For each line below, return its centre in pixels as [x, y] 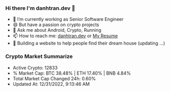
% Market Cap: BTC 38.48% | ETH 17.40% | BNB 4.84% [72, 73]
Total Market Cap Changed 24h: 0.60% [54, 78]
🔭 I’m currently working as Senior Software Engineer [68, 19]
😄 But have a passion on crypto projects [56, 25]
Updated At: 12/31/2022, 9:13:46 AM [51, 84]
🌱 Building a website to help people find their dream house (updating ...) [89, 43]
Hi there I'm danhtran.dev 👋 [40, 8]
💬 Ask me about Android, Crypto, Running [57, 30]
